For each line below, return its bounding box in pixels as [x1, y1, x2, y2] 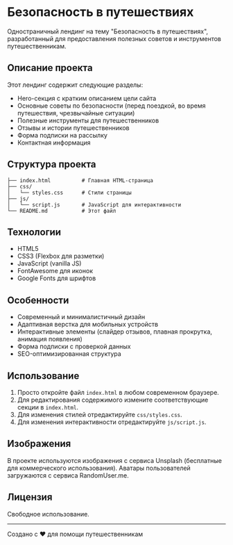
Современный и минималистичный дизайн [17, 313, 146, 321]
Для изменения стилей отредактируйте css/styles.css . [17, 411, 182, 418]
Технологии [7, 226, 61, 238]
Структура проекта [7, 158, 96, 170]
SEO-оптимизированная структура [17, 350, 121, 358]
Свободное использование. [7, 510, 90, 518]
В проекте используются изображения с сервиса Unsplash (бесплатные [7, 456, 222, 464]
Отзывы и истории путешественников [17, 123, 130, 132]
